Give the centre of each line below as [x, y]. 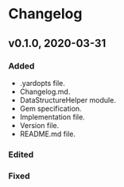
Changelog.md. [45, 92]
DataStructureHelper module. [68, 99]
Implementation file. [52, 117]
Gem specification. [50, 108]
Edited [21, 154]
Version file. [39, 125]
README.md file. [48, 134]
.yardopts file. [42, 83]
